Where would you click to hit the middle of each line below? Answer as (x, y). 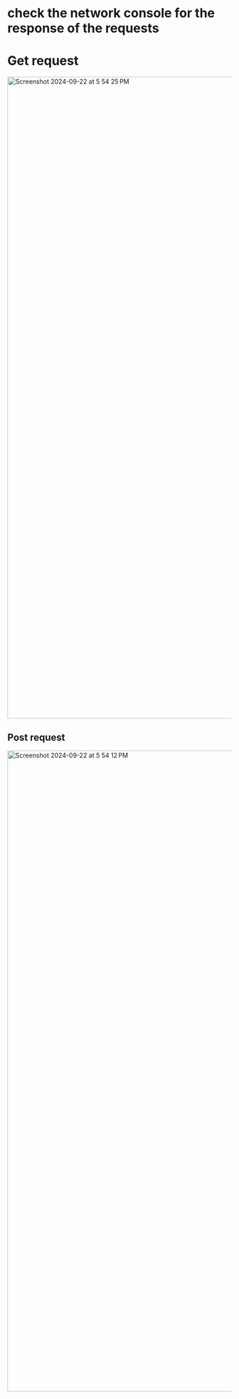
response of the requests (83, 28)
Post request (36, 737)
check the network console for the (111, 13)
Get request (43, 61)
